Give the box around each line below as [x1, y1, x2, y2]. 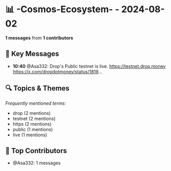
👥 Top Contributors [5, 146, 67, 155]
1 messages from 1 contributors [5, 35, 74, 41]
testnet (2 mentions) [12, 115, 56, 121]
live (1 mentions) [12, 132, 47, 138]
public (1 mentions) [12, 126, 53, 132]
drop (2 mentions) [12, 110, 51, 116]
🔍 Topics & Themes [5, 84, 70, 93]
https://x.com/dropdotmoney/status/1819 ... [12, 68, 103, 75]
